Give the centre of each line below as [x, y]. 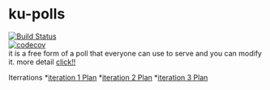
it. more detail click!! [42, 62]
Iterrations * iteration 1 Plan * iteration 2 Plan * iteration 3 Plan [108, 77]
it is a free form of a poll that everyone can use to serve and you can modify [135, 53]
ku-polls [37, 14]
